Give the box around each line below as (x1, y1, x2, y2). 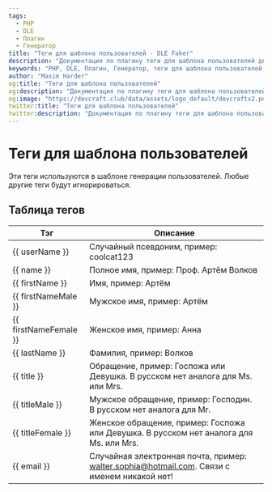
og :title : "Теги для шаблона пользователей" (8, 79, 161, 87)
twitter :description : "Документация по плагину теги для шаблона (8, 110, 233, 118)
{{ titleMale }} (12, 398, 62, 409)
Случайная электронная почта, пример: (88, 450, 247, 461)
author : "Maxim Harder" (8, 72, 89, 80)
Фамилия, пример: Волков (88, 347, 193, 358)
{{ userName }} (12, 246, 70, 257)
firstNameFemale (12, 324, 79, 335)
